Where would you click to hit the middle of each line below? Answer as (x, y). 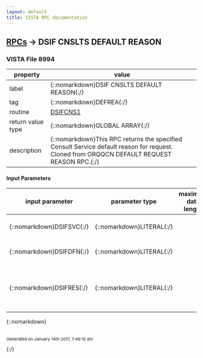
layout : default (27, 12)
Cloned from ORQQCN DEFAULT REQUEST (111, 155)
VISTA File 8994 (31, 59)
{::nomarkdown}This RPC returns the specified (116, 139)
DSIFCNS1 (66, 112)
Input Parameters (29, 178)
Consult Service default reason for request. (112, 147)
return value (27, 122)
